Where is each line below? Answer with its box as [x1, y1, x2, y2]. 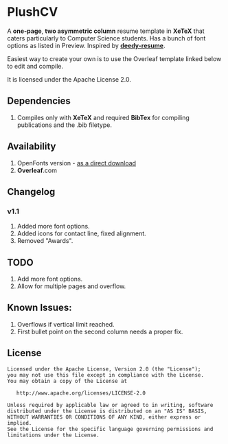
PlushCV [7, 4, 58, 20]
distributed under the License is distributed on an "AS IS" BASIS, [7, 408, 207, 414]
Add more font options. [16, 275, 83, 283]
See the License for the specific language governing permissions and [7, 425, 214, 432]
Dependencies [7, 95, 71, 107]
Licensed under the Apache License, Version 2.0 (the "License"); [7, 365, 201, 373]
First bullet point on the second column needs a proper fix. [16, 327, 183, 336]
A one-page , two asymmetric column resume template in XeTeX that [7, 27, 205, 35]
